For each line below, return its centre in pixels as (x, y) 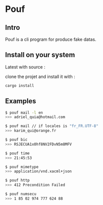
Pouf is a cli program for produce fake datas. (51, 39)
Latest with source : (25, 67)
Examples (21, 101)
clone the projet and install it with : (40, 76)
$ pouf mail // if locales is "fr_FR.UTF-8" (52, 126)
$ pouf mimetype (22, 167)
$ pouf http (17, 180)
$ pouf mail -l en (24, 113)
